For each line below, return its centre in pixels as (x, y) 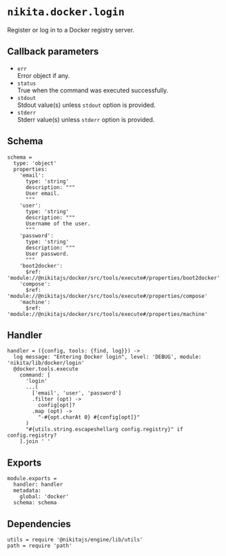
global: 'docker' (44, 497)
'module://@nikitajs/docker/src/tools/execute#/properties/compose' (107, 296)
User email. (42, 193)
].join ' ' (35, 441)
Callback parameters (53, 51)
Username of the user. (58, 224)
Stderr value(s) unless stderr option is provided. (86, 119)
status (27, 83)
